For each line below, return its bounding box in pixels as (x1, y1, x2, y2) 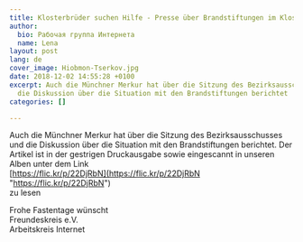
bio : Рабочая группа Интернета (17, 30, 135, 39)
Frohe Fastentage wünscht (9, 205, 109, 216)
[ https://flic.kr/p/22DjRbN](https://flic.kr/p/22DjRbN (9, 168, 201, 179)
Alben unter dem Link (9, 159, 89, 170)
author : (9, 22, 39, 31)
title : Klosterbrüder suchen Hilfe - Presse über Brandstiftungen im (9, 13, 277, 23)
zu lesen (9, 187, 41, 199)
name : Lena (17, 38, 59, 48)
